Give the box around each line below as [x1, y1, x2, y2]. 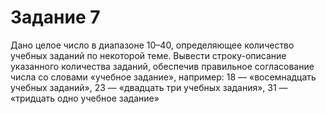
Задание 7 [10, 6, 101, 29]
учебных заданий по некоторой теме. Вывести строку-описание [10, 49, 287, 61]
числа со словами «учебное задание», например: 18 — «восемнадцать [10, 71, 317, 83]
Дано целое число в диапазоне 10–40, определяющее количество [10, 39, 295, 51]
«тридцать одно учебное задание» [10, 92, 160, 104]
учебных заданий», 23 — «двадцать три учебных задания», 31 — [10, 81, 288, 93]
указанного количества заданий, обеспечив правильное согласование [10, 60, 315, 72]
